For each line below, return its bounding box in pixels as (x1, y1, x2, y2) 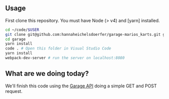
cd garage (5, 36, 26, 42)
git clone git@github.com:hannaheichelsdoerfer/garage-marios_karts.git (5, 32, 161, 37)
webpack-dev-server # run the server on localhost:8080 (5, 56, 125, 61)
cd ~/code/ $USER (5, 27, 39, 32)
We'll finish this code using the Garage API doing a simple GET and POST (5, 83, 157, 89)
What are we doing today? (5, 69, 89, 78)
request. (5, 88, 23, 94)
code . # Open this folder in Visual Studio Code (5, 46, 112, 51)
